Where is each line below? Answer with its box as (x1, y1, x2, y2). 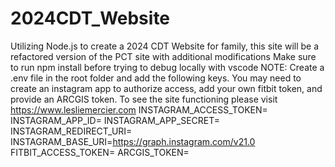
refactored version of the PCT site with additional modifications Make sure (10, 50, 317, 62)
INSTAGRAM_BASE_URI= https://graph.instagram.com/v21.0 (10, 135, 256, 147)
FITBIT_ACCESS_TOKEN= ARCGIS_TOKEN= (10, 146, 190, 158)
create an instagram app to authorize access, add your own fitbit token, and (10, 82, 323, 94)
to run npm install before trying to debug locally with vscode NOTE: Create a (10, 61, 325, 73)
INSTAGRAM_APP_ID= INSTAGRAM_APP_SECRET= (10, 114, 221, 126)
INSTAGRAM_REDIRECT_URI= (10, 125, 133, 137)
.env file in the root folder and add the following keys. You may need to (10, 72, 302, 84)
